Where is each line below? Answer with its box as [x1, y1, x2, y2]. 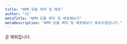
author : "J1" [5, 11, 32, 16]
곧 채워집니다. [5, 34, 32, 40]
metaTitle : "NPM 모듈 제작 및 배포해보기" [5, 16, 82, 21]
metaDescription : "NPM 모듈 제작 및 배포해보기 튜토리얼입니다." [5, 20, 123, 25]
